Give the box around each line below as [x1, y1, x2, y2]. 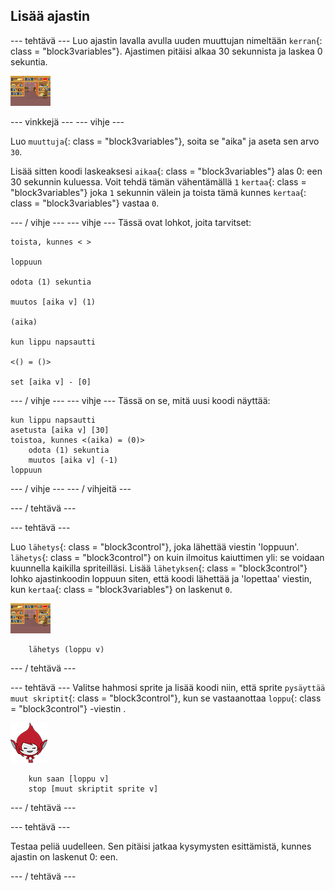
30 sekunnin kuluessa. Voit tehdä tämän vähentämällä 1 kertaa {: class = [10, 175, 307, 188]
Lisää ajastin [10, 8, 90, 25]
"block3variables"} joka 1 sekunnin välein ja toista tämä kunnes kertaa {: [10, 186, 307, 198]
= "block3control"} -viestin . [10, 702, 127, 714]
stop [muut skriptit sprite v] [28, 784, 159, 794]
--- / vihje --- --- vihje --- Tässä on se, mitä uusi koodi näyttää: [10, 394, 271, 406]
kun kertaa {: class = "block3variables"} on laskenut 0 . [10, 583, 233, 595]
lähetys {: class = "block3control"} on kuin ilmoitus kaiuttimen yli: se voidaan [10, 551, 325, 563]
